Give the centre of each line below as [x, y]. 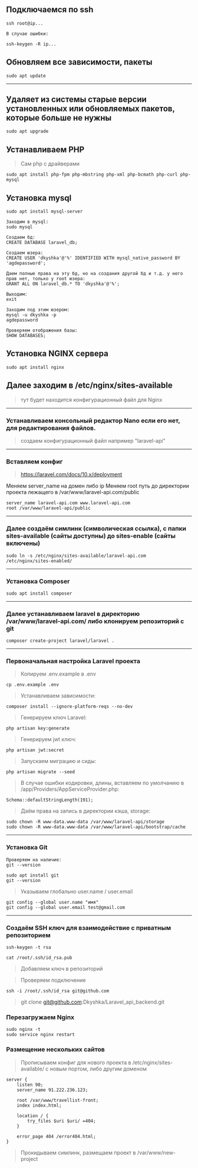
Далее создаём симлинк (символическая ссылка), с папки [96, 528]
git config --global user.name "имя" [52, 902]
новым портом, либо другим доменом [98, 1069]
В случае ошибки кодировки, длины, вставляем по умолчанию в [102, 783]
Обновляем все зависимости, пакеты [79, 62]
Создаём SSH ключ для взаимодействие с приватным [89, 927]
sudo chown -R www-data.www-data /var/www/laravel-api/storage [85, 822]
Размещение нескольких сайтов [55, 1050]
